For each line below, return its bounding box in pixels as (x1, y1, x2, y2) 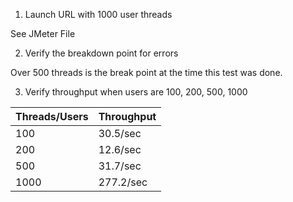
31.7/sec (98, 159, 142, 173)
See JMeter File (10, 28, 76, 39)
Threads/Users (15, 110, 89, 123)
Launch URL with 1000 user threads (24, 9, 173, 20)
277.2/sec (98, 175, 148, 189)
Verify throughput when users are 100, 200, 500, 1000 (24, 86, 248, 98)
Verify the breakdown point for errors (24, 47, 179, 59)
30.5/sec (98, 127, 142, 140)
